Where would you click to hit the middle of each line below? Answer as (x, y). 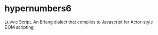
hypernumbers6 (38, 9)
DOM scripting (19, 27)
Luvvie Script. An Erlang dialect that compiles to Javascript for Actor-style (79, 22)
